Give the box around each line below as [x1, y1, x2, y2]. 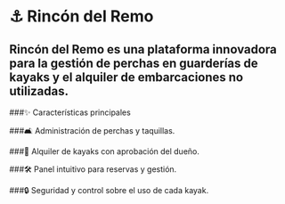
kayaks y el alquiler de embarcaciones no [9, 69, 243, 85]
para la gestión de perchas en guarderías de [9, 55, 258, 70]
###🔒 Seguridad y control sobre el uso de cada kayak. [9, 185, 209, 195]
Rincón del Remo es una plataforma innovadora [9, 42, 278, 57]
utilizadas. [9, 83, 69, 99]
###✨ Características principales [9, 107, 131, 118]
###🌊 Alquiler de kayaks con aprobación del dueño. [9, 146, 200, 157]
